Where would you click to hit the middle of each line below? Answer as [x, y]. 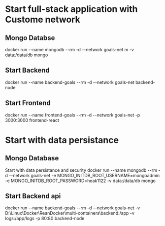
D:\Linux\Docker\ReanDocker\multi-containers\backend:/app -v [70, 213]
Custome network [43, 19]
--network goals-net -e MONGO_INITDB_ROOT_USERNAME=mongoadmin [84, 175]
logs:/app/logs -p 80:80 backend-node [45, 219]
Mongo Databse [30, 38]
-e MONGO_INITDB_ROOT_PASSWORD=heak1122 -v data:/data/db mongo [81, 181]
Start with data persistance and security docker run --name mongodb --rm [81, 170]
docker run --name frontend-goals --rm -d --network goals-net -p [73, 115]
